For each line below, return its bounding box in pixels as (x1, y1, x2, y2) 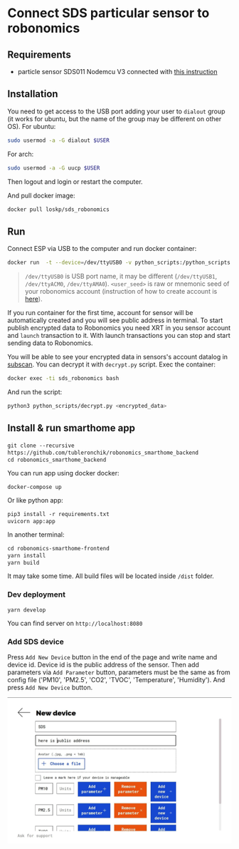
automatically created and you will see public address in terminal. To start (7, 316, 223, 325)
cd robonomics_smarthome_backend (7, 456, 107, 463)
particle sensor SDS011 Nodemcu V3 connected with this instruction (17, 68, 218, 76)
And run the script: (7, 388, 63, 396)
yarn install (7, 552, 46, 559)
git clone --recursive (7, 442, 75, 449)
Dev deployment (7, 590, 66, 600)
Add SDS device (7, 637, 64, 647)
